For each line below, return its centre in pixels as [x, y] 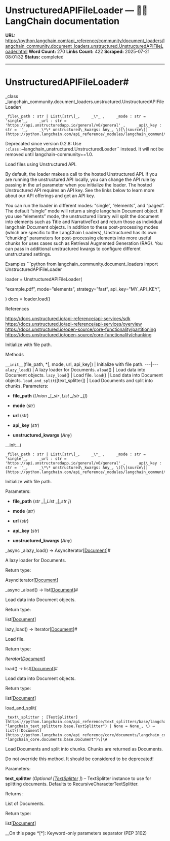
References [17, 308]
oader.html [16, 51]
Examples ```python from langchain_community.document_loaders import [82, 264]
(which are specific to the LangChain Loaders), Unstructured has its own [81, 232]
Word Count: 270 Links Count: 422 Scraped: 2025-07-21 [89, 51]
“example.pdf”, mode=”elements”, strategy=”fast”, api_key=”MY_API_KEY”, [83, 289]
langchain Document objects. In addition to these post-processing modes [82, 227]
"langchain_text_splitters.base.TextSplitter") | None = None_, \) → [80, 726]
